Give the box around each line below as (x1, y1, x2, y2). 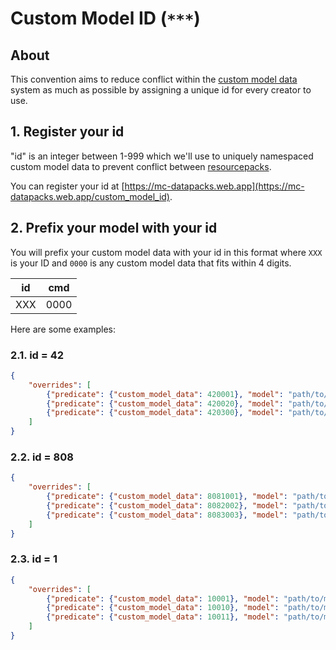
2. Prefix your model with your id (10, 220, 218, 237)
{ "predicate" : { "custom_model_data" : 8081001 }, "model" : (46, 492, 289, 502)
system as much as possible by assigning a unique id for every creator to (10, 84, 312, 96)
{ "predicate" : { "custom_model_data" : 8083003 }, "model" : (46, 510, 289, 520)
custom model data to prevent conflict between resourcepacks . (10, 160, 272, 172)
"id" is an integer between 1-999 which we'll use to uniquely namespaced (10, 150, 314, 162)
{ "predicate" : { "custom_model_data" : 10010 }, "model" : (46, 603, 280, 613)
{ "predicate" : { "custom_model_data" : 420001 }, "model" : (46, 389, 284, 399)
